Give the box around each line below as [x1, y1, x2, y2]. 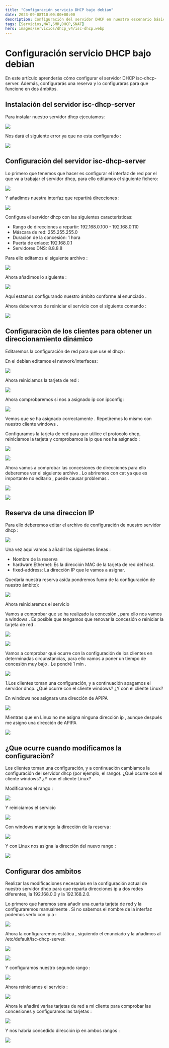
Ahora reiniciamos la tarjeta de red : [5, 377, 79, 383]
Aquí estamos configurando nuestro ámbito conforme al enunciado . [5, 293, 147, 299]
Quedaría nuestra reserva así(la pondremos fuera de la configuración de [5, 577, 155, 583]
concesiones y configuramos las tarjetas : [5, 1008, 92, 1014]
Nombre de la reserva [12, 556, 58, 562]
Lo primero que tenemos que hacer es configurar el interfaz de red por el [5, 170, 157, 176]
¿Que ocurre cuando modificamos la [5, 744, 122, 752]
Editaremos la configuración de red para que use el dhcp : [5, 348, 126, 354]
